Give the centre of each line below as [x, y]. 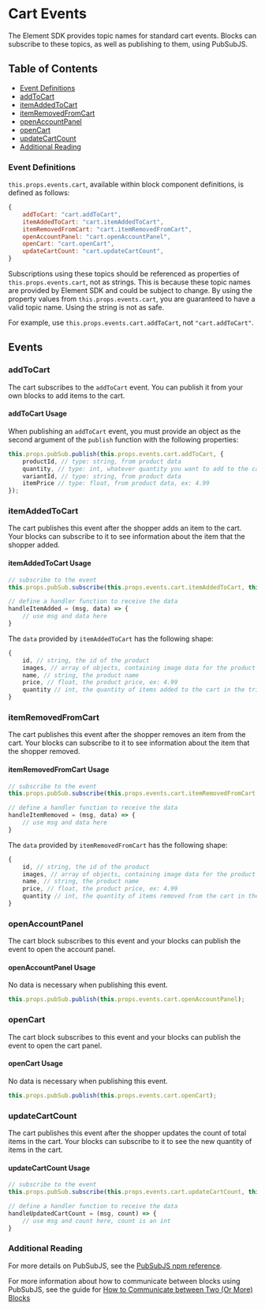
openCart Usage [35, 1063]
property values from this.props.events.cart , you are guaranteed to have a [132, 299]
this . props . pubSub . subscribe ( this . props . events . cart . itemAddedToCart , [127, 587]
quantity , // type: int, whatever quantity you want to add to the [135, 469]
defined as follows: [39, 193]
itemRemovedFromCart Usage [59, 769]
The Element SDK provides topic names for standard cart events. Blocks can [132, 36]
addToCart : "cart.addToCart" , [72, 214]
